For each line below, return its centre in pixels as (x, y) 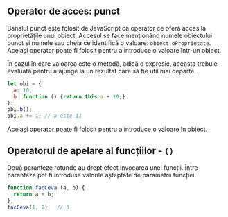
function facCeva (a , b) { (46, 188)
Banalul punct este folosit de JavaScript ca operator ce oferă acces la (107, 28)
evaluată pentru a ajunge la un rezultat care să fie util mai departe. (102, 71)
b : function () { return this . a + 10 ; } (70, 96)
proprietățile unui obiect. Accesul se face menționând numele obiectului (110, 35)
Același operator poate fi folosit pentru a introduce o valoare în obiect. (107, 129)
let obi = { (24, 84)
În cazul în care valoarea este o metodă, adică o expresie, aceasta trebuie (113, 63)
